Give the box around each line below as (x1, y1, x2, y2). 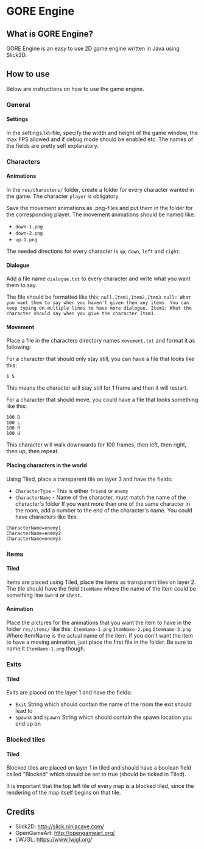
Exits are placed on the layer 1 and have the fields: (6, 689, 132, 696)
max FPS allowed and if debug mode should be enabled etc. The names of (6, 136, 194, 143)
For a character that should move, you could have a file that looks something (6, 396, 199, 404)
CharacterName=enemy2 (6, 530, 62, 536)
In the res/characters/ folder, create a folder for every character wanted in (6, 186, 194, 194)
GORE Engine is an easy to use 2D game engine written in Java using (6, 45, 180, 52)
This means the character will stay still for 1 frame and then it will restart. (6, 384, 188, 392)
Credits (6, 806, 35, 817)
